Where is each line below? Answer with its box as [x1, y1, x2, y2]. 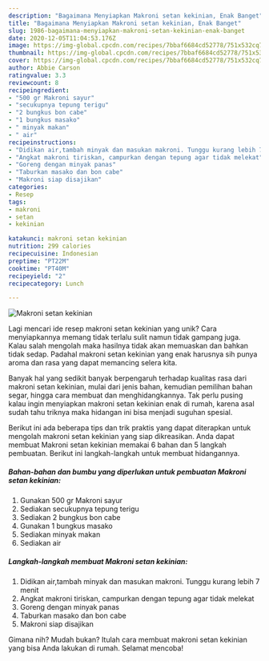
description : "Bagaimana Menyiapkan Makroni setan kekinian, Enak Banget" [8, 11, 263, 20]
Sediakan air [19, 538, 62, 548]
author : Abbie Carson [8, 64, 81, 72]
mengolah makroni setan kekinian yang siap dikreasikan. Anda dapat [8, 432, 235, 441]
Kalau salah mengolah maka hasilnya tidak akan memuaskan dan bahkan [8, 341, 249, 351]
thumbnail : [8, 49, 45, 57]
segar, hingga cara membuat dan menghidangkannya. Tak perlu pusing [8, 390, 243, 401]
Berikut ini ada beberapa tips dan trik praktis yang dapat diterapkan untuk [8, 423, 251, 433]
